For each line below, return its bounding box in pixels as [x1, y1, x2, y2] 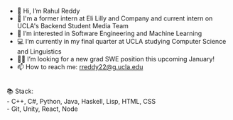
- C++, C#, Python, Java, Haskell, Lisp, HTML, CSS [6, 97, 156, 105]
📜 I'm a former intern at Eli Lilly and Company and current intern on [16, 14, 213, 23]
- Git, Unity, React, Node [6, 104, 79, 113]
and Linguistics [16, 47, 62, 56]
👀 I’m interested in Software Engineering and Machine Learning [16, 29, 202, 37]
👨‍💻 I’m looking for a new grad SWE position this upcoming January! [16, 55, 215, 63]
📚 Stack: [6, 87, 33, 95]
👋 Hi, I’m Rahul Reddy [16, 7, 80, 15]
